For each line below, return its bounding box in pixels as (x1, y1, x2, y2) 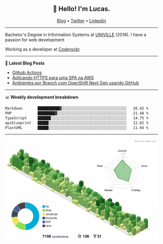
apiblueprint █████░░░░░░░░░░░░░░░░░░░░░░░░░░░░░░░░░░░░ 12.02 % (5, 120, 149, 125)
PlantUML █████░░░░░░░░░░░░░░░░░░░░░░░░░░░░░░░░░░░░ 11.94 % (5, 125, 149, 130)
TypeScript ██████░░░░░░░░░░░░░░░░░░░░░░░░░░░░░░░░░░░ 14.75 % (5, 115, 149, 120)
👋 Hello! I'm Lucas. (52, 5, 111, 13)
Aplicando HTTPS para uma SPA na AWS (12, 75, 94, 81)
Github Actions (12, 69, 42, 75)
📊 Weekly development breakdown (5, 94, 79, 100)
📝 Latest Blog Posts (5, 60, 45, 66)
